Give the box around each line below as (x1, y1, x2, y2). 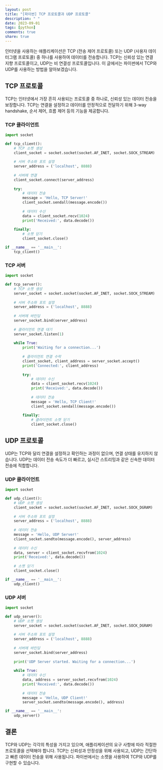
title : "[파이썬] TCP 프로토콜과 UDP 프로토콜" (5, 12, 91, 17)
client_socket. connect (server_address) (14, 177, 95, 182)
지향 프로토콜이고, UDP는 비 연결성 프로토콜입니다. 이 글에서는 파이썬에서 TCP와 (5, 60, 157, 66)
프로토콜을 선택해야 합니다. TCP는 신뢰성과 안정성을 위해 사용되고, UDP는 (5, 748, 144, 753)
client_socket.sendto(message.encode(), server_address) (14, 536, 131, 542)
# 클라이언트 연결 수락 (22, 354, 62, 359)
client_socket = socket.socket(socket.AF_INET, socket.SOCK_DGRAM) (14, 505, 153, 510)
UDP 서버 (5, 594, 26, 600)
